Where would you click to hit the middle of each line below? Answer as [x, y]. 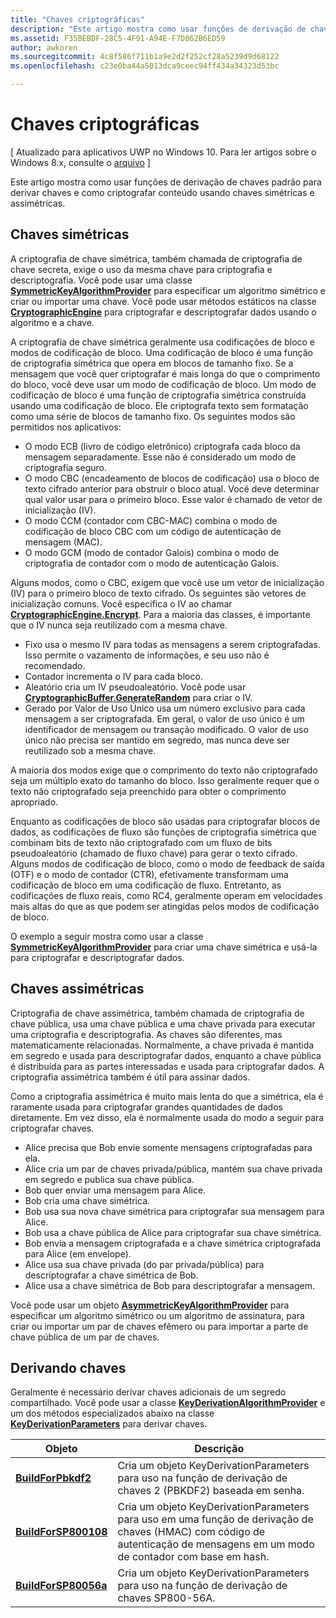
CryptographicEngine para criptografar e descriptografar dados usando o [163, 312]
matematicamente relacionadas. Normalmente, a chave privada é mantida [162, 1045]
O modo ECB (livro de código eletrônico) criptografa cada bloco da [162, 446]
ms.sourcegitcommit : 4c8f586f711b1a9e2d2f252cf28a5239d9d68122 [145, 57]
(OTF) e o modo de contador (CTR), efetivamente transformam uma [149, 874]
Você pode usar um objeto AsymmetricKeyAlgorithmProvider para [150, 1305]
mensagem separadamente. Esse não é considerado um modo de [160, 457]
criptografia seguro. [65, 467]
